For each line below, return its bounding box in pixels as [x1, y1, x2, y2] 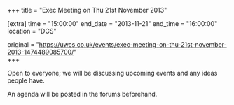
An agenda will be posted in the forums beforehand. [7, 90, 158, 98]
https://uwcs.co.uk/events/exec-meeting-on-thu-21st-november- [39, 41, 227, 48]
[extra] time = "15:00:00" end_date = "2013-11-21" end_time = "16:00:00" [7, 20, 218, 27]
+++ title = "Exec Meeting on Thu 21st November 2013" [7, 6, 167, 14]
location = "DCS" [7, 27, 57, 35]
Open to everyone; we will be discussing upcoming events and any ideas [7, 69, 218, 77]
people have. [7, 76, 45, 85]
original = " [7, 41, 40, 48]
